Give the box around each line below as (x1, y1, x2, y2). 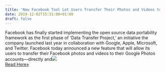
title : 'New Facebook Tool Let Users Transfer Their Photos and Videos (5, 7, 155, 12)
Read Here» (5, 62, 29, 68)
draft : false (5, 16, 32, 21)
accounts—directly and (5, 56, 53, 62)
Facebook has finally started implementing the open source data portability (5, 30, 157, 36)
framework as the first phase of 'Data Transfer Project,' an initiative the (5, 35, 148, 41)
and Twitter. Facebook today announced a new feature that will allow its (5, 45, 150, 51)
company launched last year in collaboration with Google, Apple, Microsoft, (5, 40, 158, 46)
